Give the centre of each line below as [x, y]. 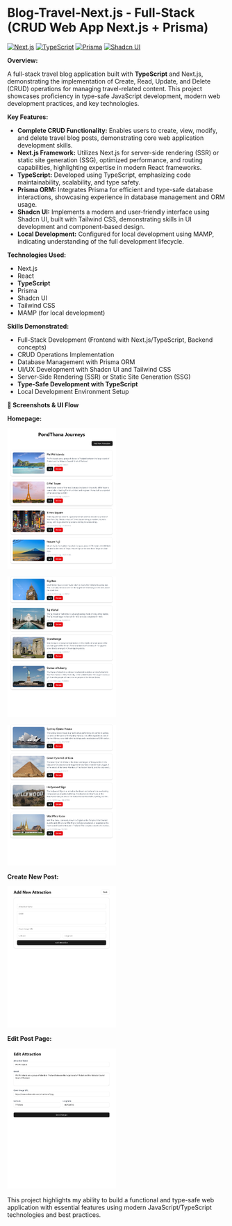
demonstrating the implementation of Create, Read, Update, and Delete [109, 81]
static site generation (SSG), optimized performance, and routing [110, 160]
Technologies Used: [37, 255]
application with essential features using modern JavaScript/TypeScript [109, 1208]
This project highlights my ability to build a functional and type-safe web [111, 1200]
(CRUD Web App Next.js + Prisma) [108, 27]
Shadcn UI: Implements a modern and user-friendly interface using [113, 212]
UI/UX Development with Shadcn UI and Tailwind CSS [94, 369]
